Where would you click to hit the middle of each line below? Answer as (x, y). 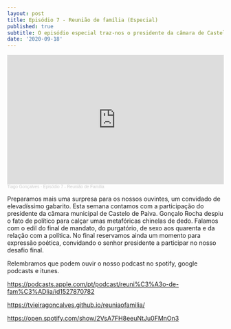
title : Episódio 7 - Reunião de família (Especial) (82, 20)
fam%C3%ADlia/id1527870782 (51, 292)
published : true (30, 26)
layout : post (26, 13)
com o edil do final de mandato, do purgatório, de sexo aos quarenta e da (111, 228)
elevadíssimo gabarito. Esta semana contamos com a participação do (106, 206)
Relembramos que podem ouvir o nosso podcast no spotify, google (102, 263)
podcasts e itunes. (33, 271)
